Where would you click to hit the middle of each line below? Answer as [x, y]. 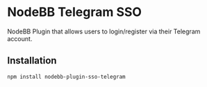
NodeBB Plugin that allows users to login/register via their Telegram [104, 31]
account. [20, 38]
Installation [32, 61]
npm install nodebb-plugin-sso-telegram [67, 77]
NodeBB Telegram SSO [75, 12]
